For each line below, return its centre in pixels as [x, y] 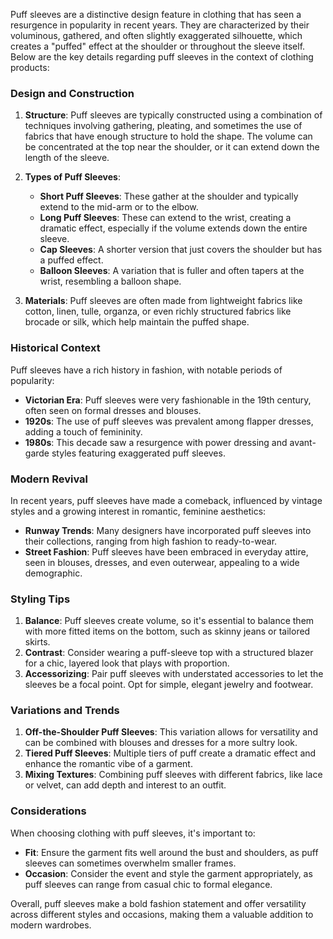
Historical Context [55, 348]
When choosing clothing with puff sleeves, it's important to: [133, 833]
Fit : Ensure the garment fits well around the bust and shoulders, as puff [171, 852]
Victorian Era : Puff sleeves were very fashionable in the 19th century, [168, 400]
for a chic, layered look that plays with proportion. [127, 663]
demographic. [53, 573]
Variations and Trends [65, 711]
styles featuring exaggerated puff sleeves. [138, 453]
